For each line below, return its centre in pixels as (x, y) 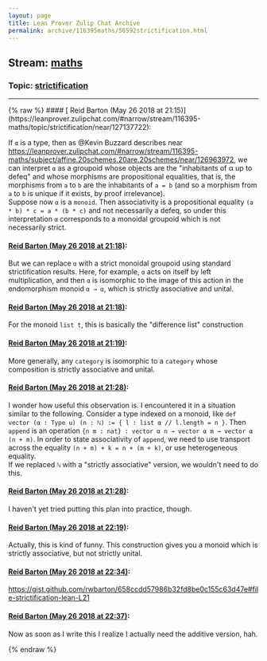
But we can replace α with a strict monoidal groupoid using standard (120, 263)
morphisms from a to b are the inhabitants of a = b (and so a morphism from (133, 185)
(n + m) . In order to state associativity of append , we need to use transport (129, 439)
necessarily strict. (37, 227)
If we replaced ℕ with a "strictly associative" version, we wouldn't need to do (133, 464)
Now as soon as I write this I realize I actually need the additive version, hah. (133, 634)
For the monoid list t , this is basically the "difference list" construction (126, 325)
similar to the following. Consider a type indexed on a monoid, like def (122, 413)
